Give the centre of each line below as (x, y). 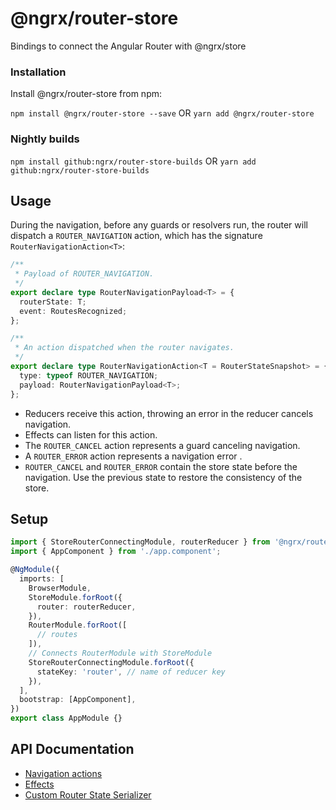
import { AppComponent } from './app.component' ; (116, 552)
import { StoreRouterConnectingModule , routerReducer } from (140, 542)
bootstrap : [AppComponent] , (78, 700)
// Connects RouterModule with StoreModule (120, 653)
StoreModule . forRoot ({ (75, 597)
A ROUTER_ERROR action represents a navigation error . (133, 456)
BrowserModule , (60, 588)
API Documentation (72, 749)
